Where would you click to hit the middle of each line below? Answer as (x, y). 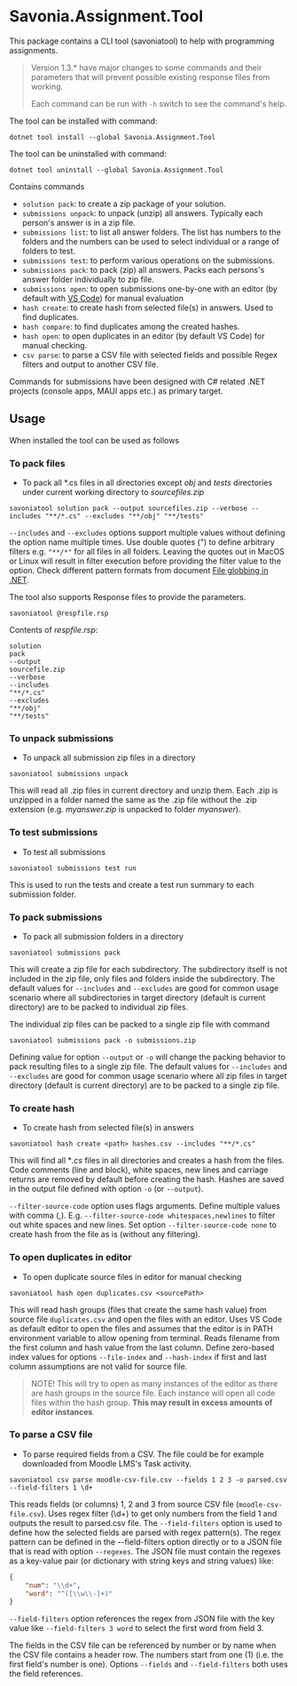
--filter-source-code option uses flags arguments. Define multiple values (145, 1206)
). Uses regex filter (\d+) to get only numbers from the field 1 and (159, 1514)
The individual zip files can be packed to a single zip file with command (140, 1024)
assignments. (34, 50)
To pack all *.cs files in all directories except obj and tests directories (147, 483)
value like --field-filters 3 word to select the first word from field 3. (137, 1628)
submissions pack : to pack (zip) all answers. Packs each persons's (143, 269)
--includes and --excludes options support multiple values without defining (147, 533)
